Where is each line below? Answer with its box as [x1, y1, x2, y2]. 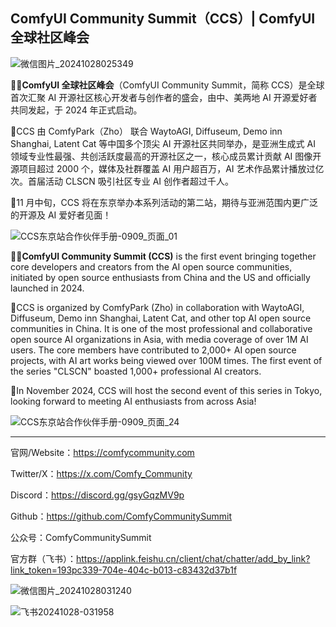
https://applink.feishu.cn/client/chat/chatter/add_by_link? [76, 552, 311, 564]
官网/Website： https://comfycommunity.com [10, 446, 195, 458]
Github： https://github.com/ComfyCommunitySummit [10, 510, 232, 522]
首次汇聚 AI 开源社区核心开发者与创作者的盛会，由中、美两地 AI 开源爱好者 [10, 91, 318, 103]
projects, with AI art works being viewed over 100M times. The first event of [10, 354, 323, 366]
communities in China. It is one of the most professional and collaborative [10, 322, 313, 334]
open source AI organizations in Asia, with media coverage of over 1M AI [10, 333, 309, 345]
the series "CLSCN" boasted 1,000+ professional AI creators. [10, 365, 262, 377]
